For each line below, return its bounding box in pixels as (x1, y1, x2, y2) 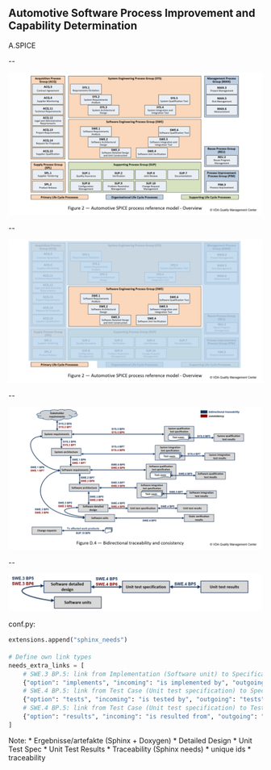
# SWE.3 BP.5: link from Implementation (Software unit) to (23, 670, 229, 678)
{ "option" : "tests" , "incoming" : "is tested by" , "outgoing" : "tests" (23, 696, 265, 704)
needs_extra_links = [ (8, 661, 85, 669)
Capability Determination (8, 19, 138, 33)
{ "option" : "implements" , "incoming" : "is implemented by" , (23, 678, 229, 687)
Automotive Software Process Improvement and (8, 6, 256, 20)
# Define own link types (8, 653, 92, 661)
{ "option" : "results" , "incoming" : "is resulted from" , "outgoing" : (23, 713, 258, 721)
